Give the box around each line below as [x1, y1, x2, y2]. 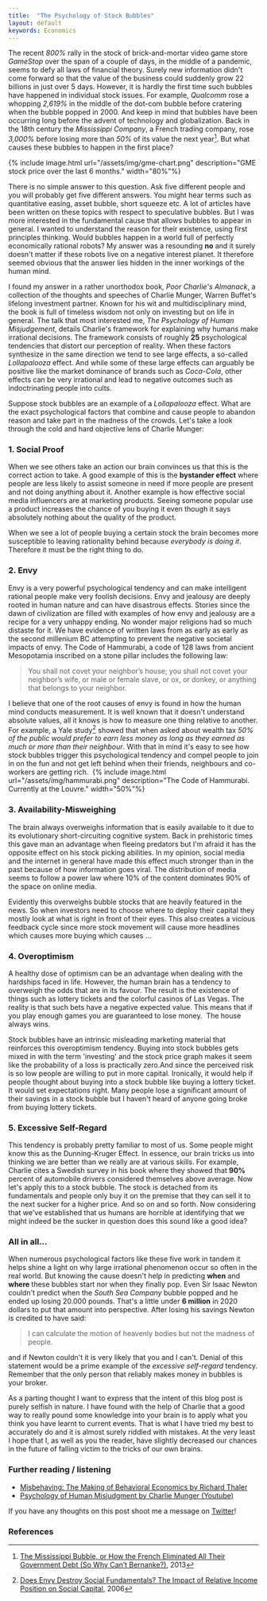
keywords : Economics [8, 26, 77, 34]
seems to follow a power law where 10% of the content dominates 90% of [8, 873, 250, 882]
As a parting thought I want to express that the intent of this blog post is [8, 1393, 243, 1403]
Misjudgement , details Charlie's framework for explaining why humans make [8, 324, 258, 334]
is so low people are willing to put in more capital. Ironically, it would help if [8, 1068, 253, 1078]
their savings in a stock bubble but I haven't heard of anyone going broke [8, 1093, 248, 1103]
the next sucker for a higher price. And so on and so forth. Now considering [8, 1199, 257, 1210]
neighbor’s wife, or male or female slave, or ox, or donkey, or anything [27, 674, 257, 684]
